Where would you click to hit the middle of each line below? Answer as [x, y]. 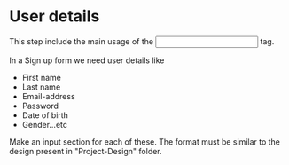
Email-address [48, 96]
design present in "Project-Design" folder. [86, 151]
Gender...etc [45, 124]
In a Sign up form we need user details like [87, 60]
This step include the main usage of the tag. [142, 41]
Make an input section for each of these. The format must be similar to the [145, 141]
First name [42, 77]
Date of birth [45, 115]
